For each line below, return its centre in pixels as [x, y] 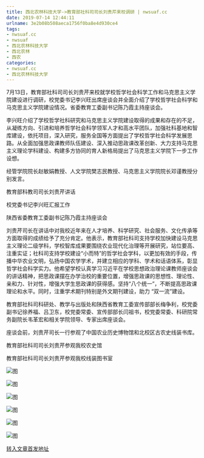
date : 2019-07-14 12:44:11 [40, 18]
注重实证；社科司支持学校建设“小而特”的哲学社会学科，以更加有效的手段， [99, 254]
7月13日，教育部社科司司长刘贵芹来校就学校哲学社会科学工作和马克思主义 [98, 92]
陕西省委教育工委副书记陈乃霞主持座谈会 [57, 218]
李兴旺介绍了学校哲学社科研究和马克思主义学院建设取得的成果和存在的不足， [102, 120]
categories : [21, 63]
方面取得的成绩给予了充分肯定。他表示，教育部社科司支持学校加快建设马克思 [102, 238]
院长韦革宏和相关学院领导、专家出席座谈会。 [73, 319]
